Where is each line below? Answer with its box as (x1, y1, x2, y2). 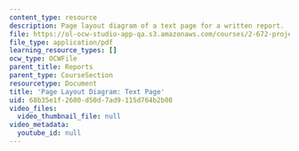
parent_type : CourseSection (9, 71, 114, 80)
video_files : (9, 104, 58, 113)
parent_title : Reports (9, 63, 93, 72)
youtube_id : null (17, 129, 82, 138)
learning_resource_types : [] (9, 46, 117, 55)
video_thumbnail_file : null (17, 112, 122, 121)
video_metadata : (9, 121, 69, 130)
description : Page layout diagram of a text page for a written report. (9, 21, 285, 30)
